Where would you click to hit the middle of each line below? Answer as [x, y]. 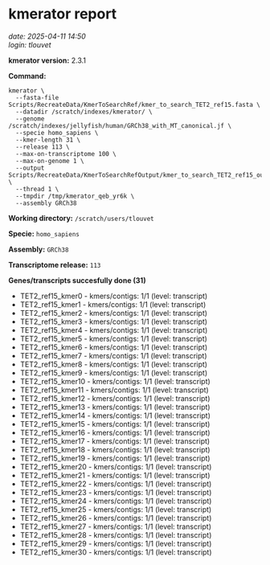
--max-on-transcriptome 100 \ [66, 154]
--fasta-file [37, 97]
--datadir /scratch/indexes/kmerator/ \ [84, 112]
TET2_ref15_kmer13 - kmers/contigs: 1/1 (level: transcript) [115, 407]
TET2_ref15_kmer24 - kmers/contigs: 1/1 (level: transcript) [116, 501]
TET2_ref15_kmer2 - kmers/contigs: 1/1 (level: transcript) [113, 313]
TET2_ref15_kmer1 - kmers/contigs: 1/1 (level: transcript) [113, 304]
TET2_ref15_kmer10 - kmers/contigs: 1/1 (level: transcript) [115, 381]
